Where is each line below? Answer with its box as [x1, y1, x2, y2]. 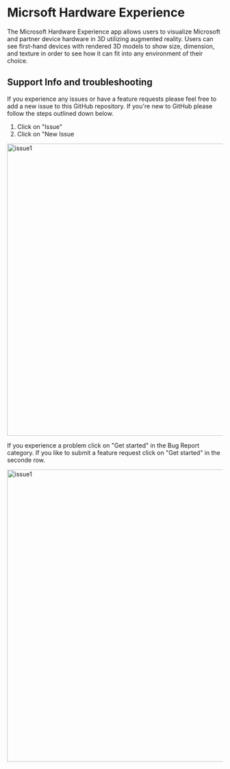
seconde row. [7, 456, 46, 464]
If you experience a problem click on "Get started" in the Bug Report [7, 441, 200, 450]
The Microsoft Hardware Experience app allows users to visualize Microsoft [7, 27, 220, 36]
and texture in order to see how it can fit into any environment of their [7, 49, 203, 58]
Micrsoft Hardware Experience [7, 5, 185, 21]
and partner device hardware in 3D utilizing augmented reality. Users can [7, 34, 214, 42]
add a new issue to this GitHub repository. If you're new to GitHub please [7, 101, 213, 110]
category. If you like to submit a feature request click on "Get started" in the [7, 448, 220, 456]
